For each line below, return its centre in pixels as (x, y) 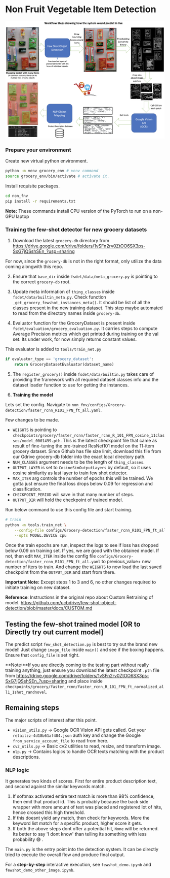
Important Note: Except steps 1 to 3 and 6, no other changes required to (81, 582)
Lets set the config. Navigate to (38, 404)
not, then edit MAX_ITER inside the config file (51, 556)
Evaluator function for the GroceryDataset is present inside (74, 323)
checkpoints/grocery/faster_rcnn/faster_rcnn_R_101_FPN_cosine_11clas (89, 435)
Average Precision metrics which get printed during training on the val (86, 334)
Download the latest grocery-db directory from (61, 240)
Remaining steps (32, 708)
